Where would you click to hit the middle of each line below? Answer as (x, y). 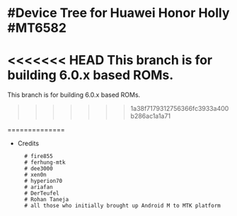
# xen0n (36, 175)
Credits (28, 143)
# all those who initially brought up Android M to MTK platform (122, 206)
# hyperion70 (44, 181)
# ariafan (39, 187)
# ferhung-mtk (45, 163)
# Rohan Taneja (47, 200)
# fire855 (39, 157)
